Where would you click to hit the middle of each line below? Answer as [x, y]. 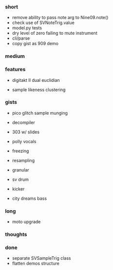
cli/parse [21, 38]
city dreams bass [29, 198]
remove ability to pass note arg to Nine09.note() [60, 18]
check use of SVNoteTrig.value [43, 23]
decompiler [23, 122]
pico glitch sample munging [40, 113]
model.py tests [27, 28]
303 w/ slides [26, 132]
